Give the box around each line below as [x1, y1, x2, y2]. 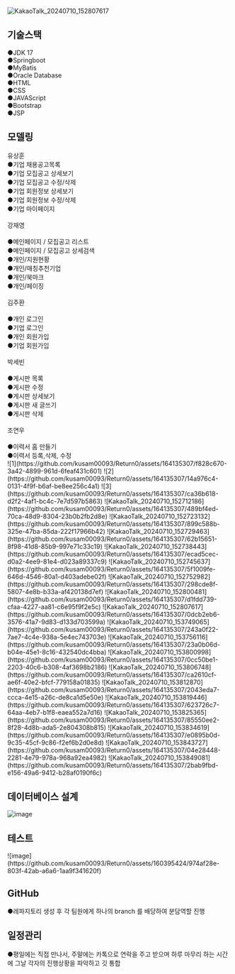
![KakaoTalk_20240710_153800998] [108, 647, 212, 656]
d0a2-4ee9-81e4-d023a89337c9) [7, 557, 108, 566]
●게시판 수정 [7, 383, 44, 391]
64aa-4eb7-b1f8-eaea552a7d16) [7, 708, 103, 716]
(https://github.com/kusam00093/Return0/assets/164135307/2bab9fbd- [7, 760, 219, 770]
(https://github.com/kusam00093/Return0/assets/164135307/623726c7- [7, 700, 219, 709]
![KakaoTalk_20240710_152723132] [108, 512, 211, 520]
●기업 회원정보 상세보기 [7, 187, 74, 195]
